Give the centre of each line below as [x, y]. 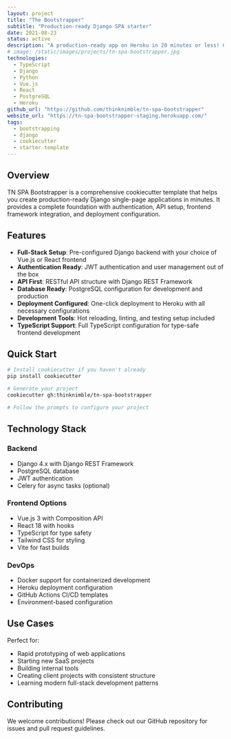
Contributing [35, 704]
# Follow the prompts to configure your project [78, 407]
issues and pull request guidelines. [56, 728]
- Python [26, 77]
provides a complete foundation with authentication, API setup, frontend [109, 206]
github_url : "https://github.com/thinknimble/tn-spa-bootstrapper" [106, 109]
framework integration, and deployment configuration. [84, 214]
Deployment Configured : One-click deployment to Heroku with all [111, 303]
